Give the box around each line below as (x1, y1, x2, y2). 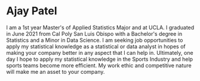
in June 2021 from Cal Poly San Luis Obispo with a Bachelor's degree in (6, 30, 183, 37)
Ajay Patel (6, 4, 58, 18)
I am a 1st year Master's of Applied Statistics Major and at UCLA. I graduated (6, 24, 195, 31)
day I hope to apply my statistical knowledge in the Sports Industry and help (6, 55, 193, 63)
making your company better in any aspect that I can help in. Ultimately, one (6, 49, 193, 56)
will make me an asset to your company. (6, 68, 105, 75)
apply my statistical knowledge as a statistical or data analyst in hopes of (6, 43, 186, 50)
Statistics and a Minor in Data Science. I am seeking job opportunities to (6, 36, 183, 43)
